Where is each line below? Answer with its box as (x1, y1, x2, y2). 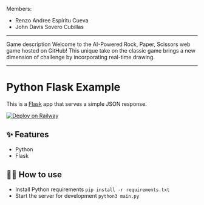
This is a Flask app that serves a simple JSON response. (6, 100, 147, 108)
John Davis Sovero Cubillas (15, 24, 84, 30)
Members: (6, 5, 32, 12)
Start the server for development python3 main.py (15, 192, 140, 199)
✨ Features (6, 129, 49, 140)
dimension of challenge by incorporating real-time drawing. (6, 54, 155, 60)
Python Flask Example (6, 80, 121, 94)
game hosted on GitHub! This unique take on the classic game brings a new (6, 47, 195, 54)
